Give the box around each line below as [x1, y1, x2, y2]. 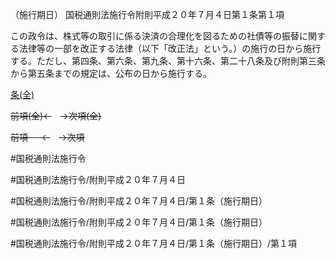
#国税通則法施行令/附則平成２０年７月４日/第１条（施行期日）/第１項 [10, 238, 297, 249]
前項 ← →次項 [10, 131, 85, 143]
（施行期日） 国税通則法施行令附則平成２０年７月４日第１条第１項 [10, 9, 285, 20]
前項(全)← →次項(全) [10, 110, 102, 122]
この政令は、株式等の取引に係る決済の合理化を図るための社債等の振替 [10, 30, 300, 42]
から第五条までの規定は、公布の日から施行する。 [10, 68, 212, 79]
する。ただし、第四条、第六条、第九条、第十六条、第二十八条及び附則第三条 [10, 55, 326, 67]
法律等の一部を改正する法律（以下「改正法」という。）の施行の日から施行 [18, 43, 322, 54]
